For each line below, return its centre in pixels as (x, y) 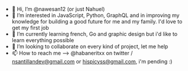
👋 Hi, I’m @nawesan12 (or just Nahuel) (58, 9)
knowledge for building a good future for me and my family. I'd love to (97, 21)
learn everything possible (43, 40)
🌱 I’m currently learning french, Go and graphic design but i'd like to (95, 34)
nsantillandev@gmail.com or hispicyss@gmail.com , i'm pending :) (92, 61)
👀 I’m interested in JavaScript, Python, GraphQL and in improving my (95, 15)
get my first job (30, 28)
